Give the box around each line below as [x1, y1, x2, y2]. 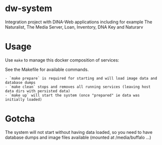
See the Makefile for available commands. [5, 66, 89, 72]
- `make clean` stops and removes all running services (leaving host [5, 84, 151, 89]
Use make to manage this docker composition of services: [5, 57, 119, 63]
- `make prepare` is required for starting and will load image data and [5, 76, 158, 81]
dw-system [5, 3, 52, 14]
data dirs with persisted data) [5, 88, 70, 94]
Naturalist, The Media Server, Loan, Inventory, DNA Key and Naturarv [5, 24, 144, 30]
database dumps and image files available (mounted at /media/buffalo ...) [5, 134, 151, 140]
